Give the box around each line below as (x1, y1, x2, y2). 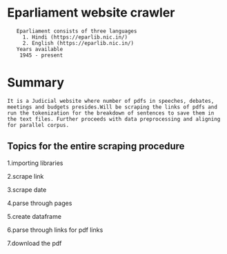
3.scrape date (7, 185, 47, 194)
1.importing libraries (7, 159, 63, 167)
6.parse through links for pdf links (7, 226, 103, 234)
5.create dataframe (7, 212, 62, 220)
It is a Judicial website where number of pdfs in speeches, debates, (7, 97, 215, 104)
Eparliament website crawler (7, 5, 175, 21)
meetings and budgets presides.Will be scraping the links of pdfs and (7, 104, 217, 110)
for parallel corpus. (7, 121, 70, 128)
